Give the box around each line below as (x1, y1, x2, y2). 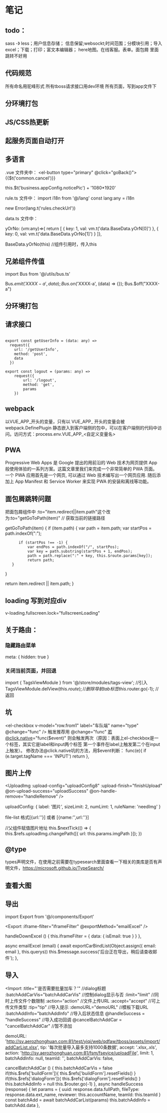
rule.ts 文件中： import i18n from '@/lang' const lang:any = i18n (5, 195, 135, 201)
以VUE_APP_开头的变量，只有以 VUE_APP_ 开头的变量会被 (5, 418, 125, 424)
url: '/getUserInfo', (14, 347, 59, 352)
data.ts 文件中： (5, 215, 38, 221)
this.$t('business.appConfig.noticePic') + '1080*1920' (5, 184, 116, 191)
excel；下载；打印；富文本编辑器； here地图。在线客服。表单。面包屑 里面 (5, 47, 159, 53)
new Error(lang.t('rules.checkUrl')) (5, 205, 76, 211)
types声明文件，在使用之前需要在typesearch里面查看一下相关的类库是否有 (5, 859, 158, 865)
